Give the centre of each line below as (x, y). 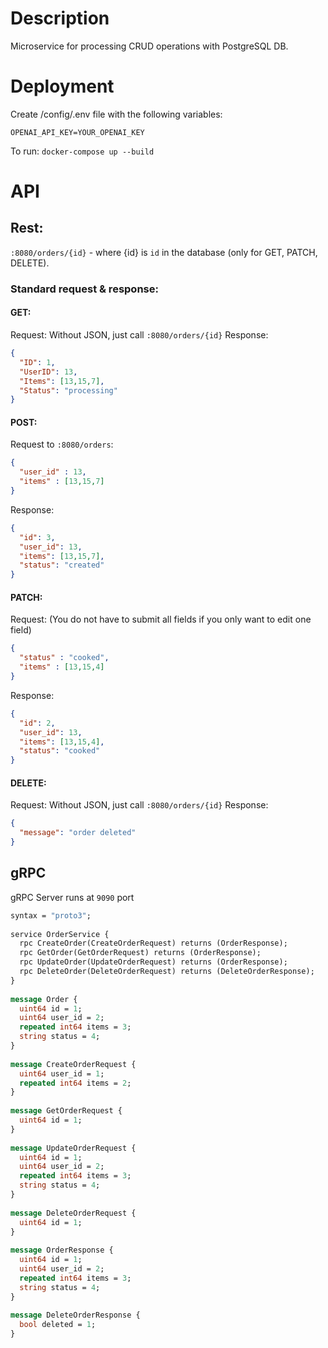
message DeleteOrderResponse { (75, 1315)
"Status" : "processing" (68, 390)
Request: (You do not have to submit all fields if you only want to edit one (161, 619)
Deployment (62, 86)
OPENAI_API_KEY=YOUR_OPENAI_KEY (77, 132)
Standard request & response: (84, 289)
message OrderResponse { (62, 1250)
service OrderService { (60, 934)
